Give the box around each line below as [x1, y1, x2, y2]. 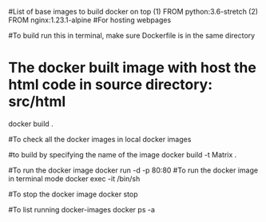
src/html [8, 93, 66, 111]
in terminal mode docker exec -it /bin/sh [8, 173, 141, 183]
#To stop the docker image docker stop [8, 189, 138, 199]
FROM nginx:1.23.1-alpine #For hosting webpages [8, 15, 172, 25]
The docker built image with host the [8, 59, 257, 77]
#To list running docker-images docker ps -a [8, 204, 156, 214]
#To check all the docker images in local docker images [8, 134, 192, 144]
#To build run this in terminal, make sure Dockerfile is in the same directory [8, 31, 256, 40]
